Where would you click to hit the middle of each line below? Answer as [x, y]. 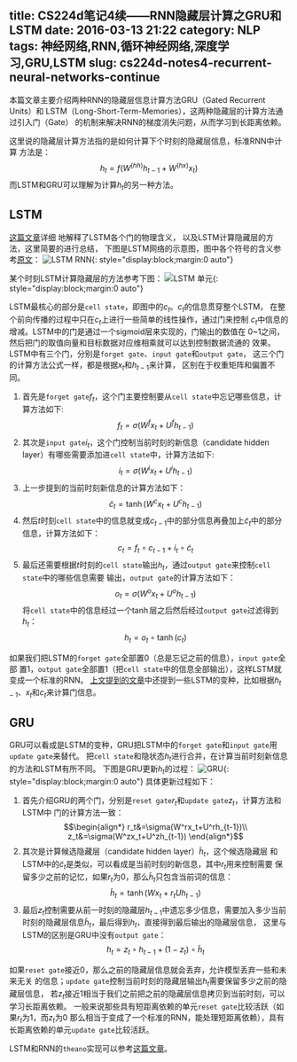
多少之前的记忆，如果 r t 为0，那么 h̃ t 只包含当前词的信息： [131, 878]
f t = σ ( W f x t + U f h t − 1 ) [156, 426]
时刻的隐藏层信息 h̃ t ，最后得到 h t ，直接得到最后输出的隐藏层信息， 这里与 [154, 923]
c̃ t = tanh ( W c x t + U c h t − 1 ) [156, 504]
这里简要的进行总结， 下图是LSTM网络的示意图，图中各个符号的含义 [149, 248]
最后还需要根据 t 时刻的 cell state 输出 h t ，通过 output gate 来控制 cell [146, 566]
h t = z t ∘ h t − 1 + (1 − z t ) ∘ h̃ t [156, 951]
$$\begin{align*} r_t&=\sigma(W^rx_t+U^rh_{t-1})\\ [156, 827]
